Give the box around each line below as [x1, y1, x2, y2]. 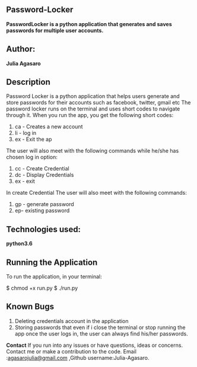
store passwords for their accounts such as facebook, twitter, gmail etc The [6, 99, 191, 106]
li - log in [14, 129, 37, 137]
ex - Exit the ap [14, 136, 52, 143]
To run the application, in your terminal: [6, 273, 102, 280]
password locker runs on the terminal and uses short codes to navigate [6, 105, 180, 112]
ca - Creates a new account [14, 123, 83, 130]
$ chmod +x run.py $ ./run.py [6, 284, 78, 292]
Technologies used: [6, 224, 81, 234]
